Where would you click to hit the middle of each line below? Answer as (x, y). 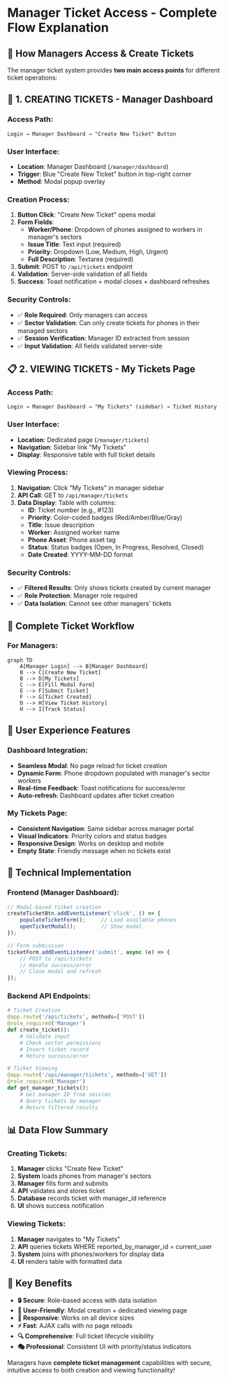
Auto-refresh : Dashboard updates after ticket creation (96, 795)
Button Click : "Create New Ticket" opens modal (86, 215)
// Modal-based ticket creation (54, 907)
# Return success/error (54, 1056)
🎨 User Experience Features (69, 731)
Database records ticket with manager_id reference (91, 1198)
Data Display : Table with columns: (67, 502)
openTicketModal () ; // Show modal (81, 926)
